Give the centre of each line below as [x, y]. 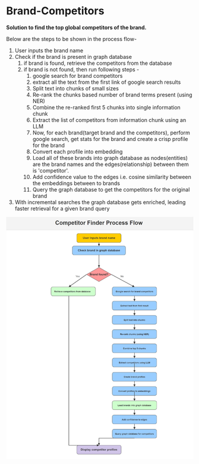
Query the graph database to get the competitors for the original [111, 189]
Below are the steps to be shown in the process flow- [72, 39]
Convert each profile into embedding [78, 151]
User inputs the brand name [49, 50]
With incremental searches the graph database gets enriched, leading [100, 202]
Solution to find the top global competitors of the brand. [76, 27]
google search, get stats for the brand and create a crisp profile [110, 139]
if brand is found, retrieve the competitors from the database [98, 63]
